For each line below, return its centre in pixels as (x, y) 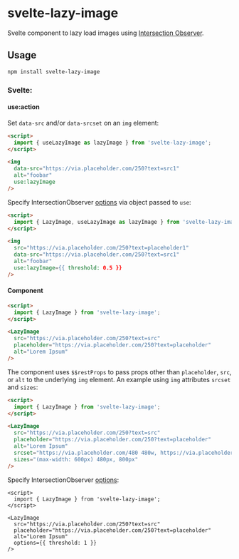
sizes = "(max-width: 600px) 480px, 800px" (76, 459)
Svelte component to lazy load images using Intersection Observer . (106, 33)
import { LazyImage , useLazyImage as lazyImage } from (97, 222)
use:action (24, 107)
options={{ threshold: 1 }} (55, 543)
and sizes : (23, 387)
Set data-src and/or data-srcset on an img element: (83, 123)
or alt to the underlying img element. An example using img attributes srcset (119, 379)
